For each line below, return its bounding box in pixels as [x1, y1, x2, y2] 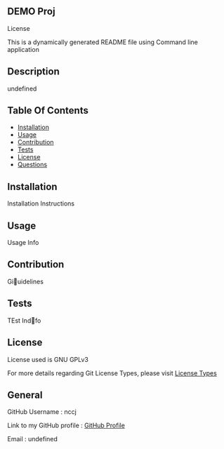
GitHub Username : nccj [7, 408, 77, 416]
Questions [17, 161, 48, 169]
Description [7, 66, 60, 78]
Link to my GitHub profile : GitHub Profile [7, 421, 125, 430]
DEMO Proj [7, 6, 55, 18]
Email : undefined [7, 435, 58, 443]
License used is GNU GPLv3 [7, 355, 89, 363]
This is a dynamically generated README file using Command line [7, 38, 199, 46]
